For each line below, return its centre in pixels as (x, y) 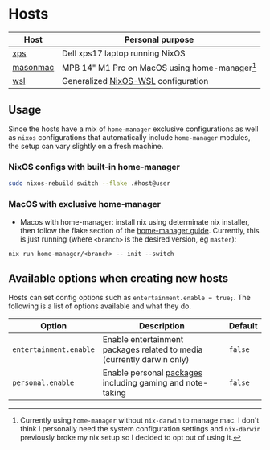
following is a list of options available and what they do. (100, 306)
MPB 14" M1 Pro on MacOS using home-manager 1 (159, 67)
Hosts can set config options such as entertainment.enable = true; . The (129, 298)
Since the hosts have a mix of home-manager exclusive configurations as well (133, 129)
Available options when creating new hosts (119, 278)
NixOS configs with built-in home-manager (94, 167)
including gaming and (143, 383)
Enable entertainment (143, 340)
